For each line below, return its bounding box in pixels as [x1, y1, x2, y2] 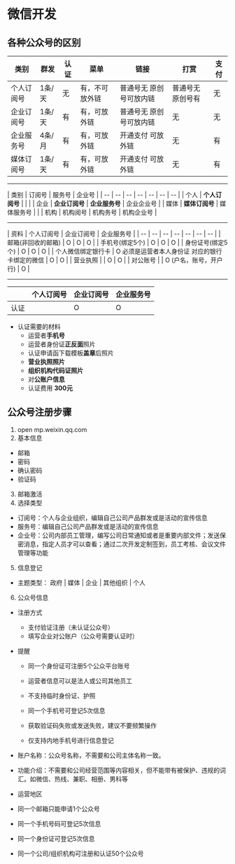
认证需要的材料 [17, 323, 61, 330]
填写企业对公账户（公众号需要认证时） [27, 632, 138, 640]
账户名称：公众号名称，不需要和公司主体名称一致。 [17, 751, 165, 760]
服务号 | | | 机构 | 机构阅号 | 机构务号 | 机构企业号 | [13, 208, 157, 216]
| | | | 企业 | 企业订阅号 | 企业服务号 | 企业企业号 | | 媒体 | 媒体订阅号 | [20, 199, 219, 208]
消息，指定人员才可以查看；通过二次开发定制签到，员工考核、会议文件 [23, 539, 226, 548]
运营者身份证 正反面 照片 [27, 340, 96, 348]
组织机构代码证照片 [27, 366, 84, 374]
